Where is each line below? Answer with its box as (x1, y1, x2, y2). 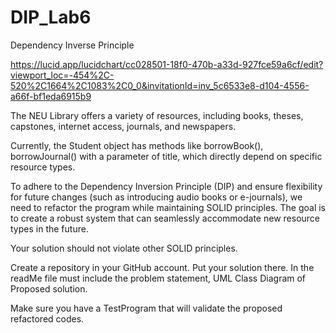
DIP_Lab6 (10, 6, 92, 29)
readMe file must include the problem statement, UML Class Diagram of (10, 272, 307, 284)
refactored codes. (10, 312, 85, 325)
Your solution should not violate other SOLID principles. (10, 242, 238, 254)
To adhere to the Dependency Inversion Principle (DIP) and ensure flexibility (10, 180, 323, 192)
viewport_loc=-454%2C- (10, 69, 115, 81)
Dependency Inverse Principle (10, 39, 135, 51)
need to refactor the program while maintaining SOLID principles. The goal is (10, 201, 327, 213)
